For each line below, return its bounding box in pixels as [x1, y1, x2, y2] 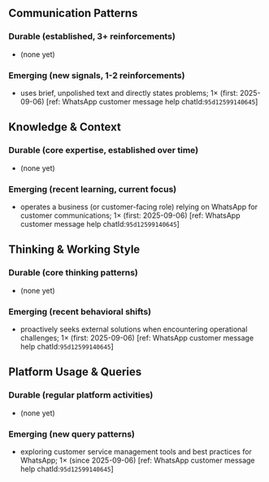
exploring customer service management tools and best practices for [20, 446, 252, 456]
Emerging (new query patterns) [8, 428, 136, 440]
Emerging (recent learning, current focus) [8, 183, 177, 194]
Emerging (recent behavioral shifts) [8, 306, 152, 317]
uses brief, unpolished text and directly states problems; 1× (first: [20, 88, 238, 98]
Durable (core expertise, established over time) [8, 145, 199, 156]
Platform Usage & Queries [8, 365, 142, 379]
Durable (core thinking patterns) [8, 267, 138, 279]
